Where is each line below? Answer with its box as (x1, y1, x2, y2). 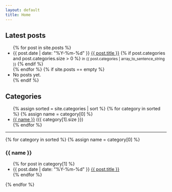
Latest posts (5, 31, 46, 40)
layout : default (5, 7, 40, 13)
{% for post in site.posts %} (12, 44, 72, 51)
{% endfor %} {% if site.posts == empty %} (12, 66, 105, 73)
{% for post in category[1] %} (12, 161, 75, 167)
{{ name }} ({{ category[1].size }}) (12, 116, 83, 123)
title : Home (5, 12, 31, 17)
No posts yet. (12, 72, 41, 78)
